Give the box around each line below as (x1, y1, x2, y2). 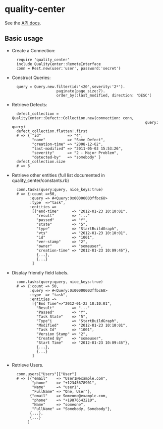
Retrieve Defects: (11, 101, 48, 107)
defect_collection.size (16, 159, 65, 164)
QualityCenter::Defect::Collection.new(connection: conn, (11, 115, 134, 120)
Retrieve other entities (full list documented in (11, 172, 105, 178)
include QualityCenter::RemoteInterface (16, 61, 101, 67)
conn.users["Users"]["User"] (16, 371, 77, 376)
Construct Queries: (11, 75, 51, 81)
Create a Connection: (11, 47, 55, 53)
